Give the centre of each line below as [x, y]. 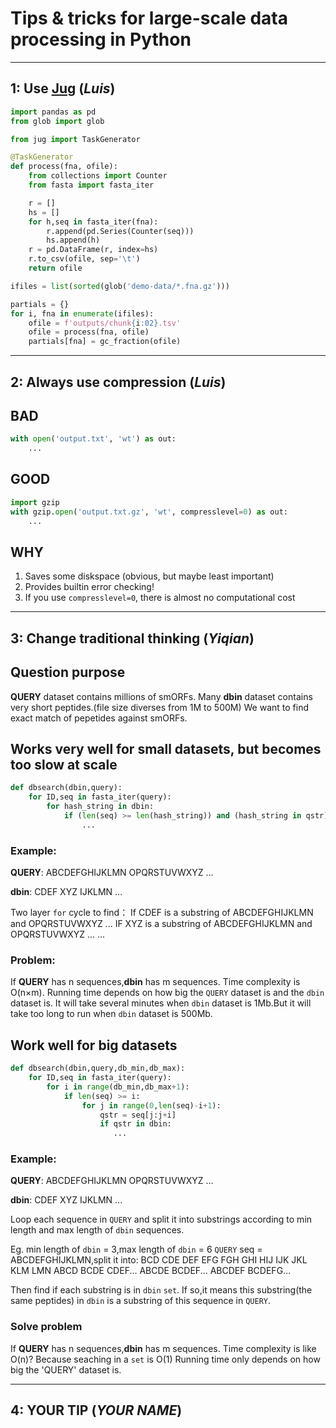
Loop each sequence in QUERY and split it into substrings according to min [161, 1219]
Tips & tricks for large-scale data [149, 18]
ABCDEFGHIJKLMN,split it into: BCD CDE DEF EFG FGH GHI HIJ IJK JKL [159, 1260]
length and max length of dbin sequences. [97, 1230]
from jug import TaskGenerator [75, 139]
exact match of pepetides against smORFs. [99, 718]
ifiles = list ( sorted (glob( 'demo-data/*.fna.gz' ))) [120, 286]
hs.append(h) [73, 240]
